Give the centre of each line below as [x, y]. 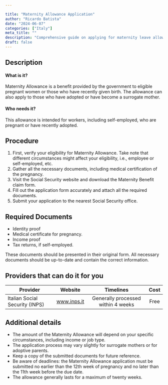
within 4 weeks [116, 305]
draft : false [19, 42]
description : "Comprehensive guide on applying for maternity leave [78, 38]
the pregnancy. [28, 174]
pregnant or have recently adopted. [42, 125]
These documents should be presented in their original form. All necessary [82, 254]
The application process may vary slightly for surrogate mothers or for [85, 345]
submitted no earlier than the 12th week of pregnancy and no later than [85, 366]
